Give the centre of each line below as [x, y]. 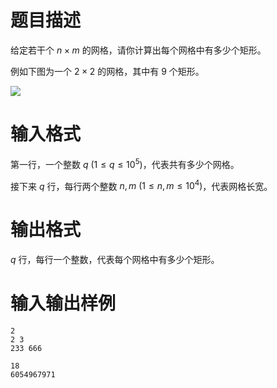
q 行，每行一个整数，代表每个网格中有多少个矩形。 [115, 260]
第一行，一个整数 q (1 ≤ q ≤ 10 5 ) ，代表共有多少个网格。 [125, 163]
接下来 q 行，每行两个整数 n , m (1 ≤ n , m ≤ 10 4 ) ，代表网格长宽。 [141, 185]
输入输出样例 [63, 303]
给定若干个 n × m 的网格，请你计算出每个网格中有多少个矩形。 [138, 50]
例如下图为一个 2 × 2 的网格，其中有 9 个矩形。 [107, 71]
